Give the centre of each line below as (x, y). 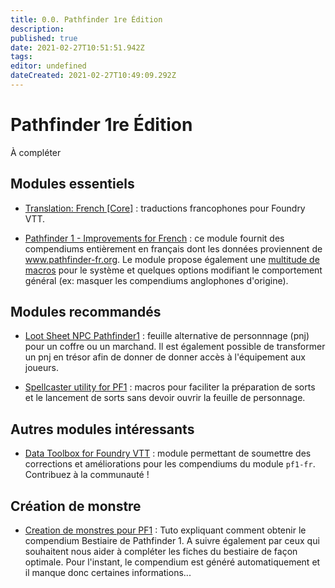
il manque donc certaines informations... (108, 573)
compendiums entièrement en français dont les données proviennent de (173, 248)
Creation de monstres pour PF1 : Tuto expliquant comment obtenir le (165, 530)
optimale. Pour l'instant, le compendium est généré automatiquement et (172, 562)
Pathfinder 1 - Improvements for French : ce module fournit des (154, 238)
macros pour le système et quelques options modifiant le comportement (173, 270)
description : (37, 29)
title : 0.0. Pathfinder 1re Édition (86, 19)
